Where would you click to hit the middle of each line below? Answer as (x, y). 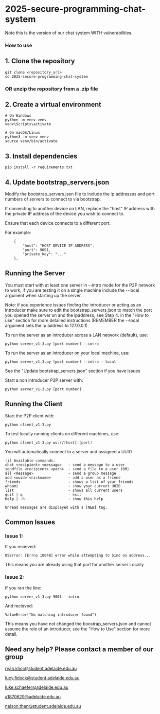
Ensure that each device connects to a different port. (58, 223)
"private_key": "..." (44, 254)
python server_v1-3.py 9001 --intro (42, 597)
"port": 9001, (37, 250)
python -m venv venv (26, 120)
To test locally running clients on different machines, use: (62, 433)
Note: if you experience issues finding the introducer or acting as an (73, 304)
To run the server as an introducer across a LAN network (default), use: (77, 335)
